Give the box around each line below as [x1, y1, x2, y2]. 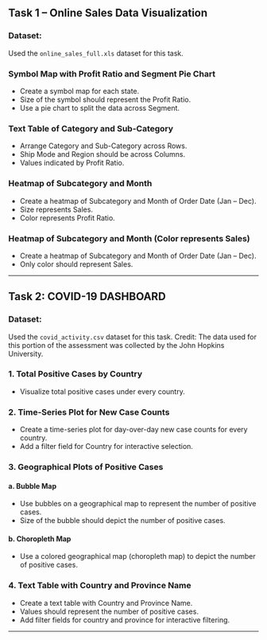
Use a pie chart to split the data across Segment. [19, 103, 180, 112]
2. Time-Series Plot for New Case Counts [8, 406, 170, 417]
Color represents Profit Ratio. [19, 213, 115, 222]
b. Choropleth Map [8, 533, 72, 544]
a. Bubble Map [8, 481, 57, 490]
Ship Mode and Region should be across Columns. [19, 150, 186, 159]
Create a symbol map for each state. [19, 86, 140, 96]
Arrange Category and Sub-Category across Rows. [19, 141, 188, 150]
